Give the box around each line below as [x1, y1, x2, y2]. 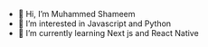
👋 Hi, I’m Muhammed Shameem [17, 9, 136, 19]
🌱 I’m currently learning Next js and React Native [17, 28, 199, 38]
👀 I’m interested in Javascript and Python [17, 18, 172, 29]
